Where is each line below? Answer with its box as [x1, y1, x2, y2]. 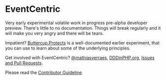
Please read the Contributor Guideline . [5, 69, 83, 75]
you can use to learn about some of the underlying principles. [5, 45, 131, 51]
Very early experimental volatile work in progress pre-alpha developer [5, 20, 148, 26]
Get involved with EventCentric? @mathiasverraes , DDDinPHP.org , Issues [5, 54, 155, 60]
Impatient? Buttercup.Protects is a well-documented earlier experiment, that [5, 40, 160, 45]
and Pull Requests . [5, 60, 43, 66]
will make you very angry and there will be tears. [5, 30, 104, 36]
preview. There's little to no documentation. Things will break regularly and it [5, 25, 161, 31]
